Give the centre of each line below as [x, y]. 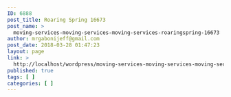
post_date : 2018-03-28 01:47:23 [53, 45]
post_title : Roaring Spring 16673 [57, 20]
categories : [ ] [30, 83]
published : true [30, 70]
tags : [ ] [21, 77]
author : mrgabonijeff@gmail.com [53, 39]
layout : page [26, 52]
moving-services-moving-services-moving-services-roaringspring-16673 [117, 32]
